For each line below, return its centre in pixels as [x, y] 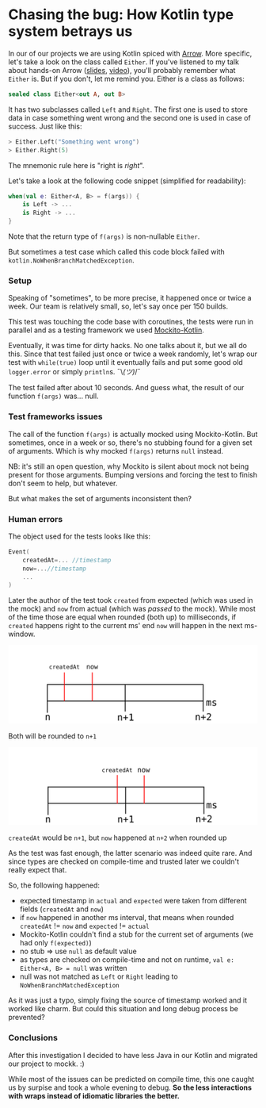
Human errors [36, 519]
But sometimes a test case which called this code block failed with [117, 252]
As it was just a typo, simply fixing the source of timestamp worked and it [128, 1000]
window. [22, 634]
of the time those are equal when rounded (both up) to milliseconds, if [122, 617]
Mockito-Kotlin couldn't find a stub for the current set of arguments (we [136, 934]
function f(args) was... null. [53, 396]
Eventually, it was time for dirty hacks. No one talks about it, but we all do [128, 346]
